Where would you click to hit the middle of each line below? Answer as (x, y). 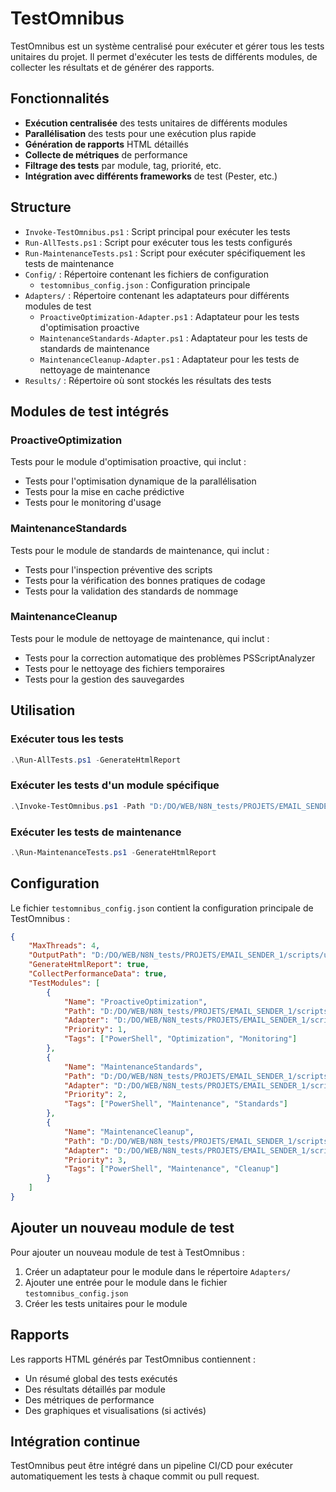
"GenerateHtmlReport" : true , (89, 965)
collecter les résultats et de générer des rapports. (112, 67)
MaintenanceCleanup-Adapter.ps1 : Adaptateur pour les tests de (169, 359)
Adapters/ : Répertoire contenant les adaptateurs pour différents (157, 295)
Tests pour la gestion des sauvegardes (104, 679)
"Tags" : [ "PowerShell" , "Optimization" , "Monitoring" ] (180, 1039)
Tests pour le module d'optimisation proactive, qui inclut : (128, 462)
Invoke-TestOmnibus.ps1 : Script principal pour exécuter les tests (157, 231)
